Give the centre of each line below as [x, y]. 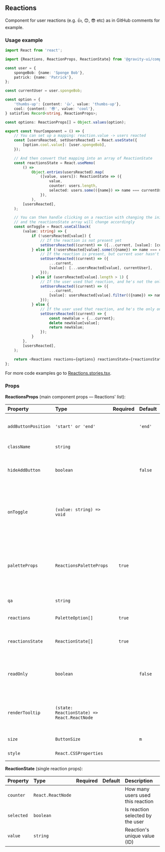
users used [138, 795]
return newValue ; [67, 328]
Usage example [24, 40]
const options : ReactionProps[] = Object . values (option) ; [66, 122]
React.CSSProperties [79, 753]
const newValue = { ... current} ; [82, 318]
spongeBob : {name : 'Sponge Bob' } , [49, 73]
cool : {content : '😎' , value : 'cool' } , [54, 109]
